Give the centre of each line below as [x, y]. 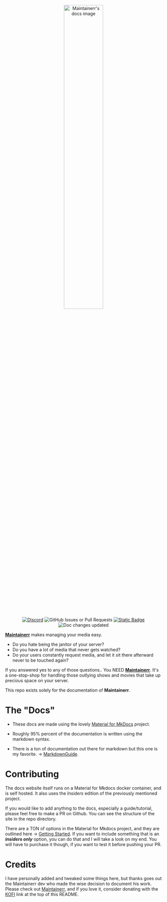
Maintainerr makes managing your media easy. [54, 635]
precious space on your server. [37, 680]
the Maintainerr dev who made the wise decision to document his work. [79, 884]
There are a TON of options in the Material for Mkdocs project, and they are [83, 828]
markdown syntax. [31, 739]
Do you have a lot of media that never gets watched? [66, 650]
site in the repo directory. [31, 819]
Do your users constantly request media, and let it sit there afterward [83, 655]
